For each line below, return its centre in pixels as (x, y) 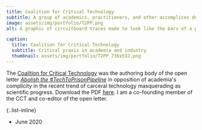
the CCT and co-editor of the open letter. (57, 98)
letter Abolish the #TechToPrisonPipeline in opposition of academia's (91, 79)
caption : (17, 40)
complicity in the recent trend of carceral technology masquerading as (93, 86)
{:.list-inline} (21, 110)
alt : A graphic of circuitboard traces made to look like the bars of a (99, 28)
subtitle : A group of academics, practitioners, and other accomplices (98, 17)
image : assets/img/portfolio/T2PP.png (55, 23)
